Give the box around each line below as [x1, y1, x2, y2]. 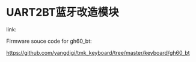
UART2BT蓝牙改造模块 [6, 5, 119, 19]
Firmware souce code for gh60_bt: [6, 37, 92, 45]
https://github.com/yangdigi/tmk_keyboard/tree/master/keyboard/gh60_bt [6, 49, 191, 56]
